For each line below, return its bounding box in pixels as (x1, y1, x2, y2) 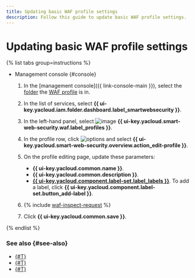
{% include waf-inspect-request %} (23, 202, 111, 209)
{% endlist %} (6, 225, 40, 232)
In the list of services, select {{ (23, 100, 99, 107)
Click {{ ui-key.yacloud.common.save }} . (23, 213, 127, 220)
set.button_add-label (32, 190, 86, 197)
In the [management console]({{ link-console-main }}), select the (23, 82, 183, 90)
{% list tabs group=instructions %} (6, 59, 91, 66)
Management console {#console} (14, 71, 97, 78)
